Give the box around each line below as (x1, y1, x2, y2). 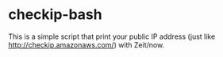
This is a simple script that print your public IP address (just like (8, 32, 216, 41)
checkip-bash (8, 6, 102, 24)
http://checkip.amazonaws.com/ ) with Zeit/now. (8, 40, 165, 49)
